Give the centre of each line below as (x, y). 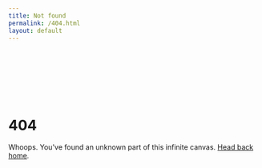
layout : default (35, 30)
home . (19, 156)
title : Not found (37, 16)
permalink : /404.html (44, 23)
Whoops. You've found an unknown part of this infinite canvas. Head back (131, 147)
